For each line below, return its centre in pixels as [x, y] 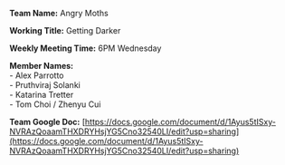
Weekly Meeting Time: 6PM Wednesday [85, 48]
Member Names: [42, 66]
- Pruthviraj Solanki [45, 85]
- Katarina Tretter [42, 95]
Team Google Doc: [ [47, 122]
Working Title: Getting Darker [65, 30]
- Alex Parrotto [37, 75]
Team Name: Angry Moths [59, 13]
